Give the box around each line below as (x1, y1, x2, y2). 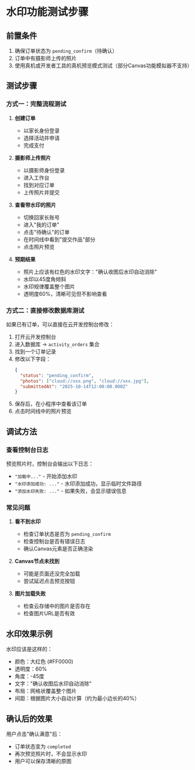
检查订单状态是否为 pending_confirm (23, 531, 111, 538)
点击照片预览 (23, 243, 55, 250)
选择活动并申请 (23, 134, 60, 141)
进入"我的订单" (23, 221, 60, 228)
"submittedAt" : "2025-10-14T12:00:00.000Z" (20, 384, 128, 389)
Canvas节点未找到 (14, 558, 60, 565)
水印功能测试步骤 (6, 5, 89, 19)
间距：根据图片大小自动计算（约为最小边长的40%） (14, 695, 140, 702)
